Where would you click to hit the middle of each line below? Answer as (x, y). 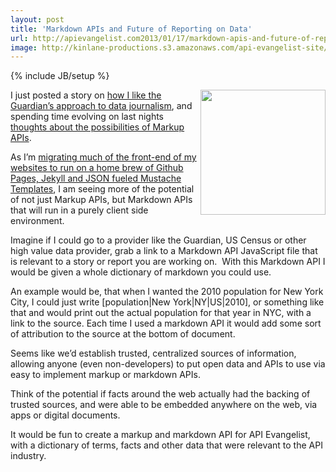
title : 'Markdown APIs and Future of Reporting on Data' (131, 29)
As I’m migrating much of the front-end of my (103, 157)
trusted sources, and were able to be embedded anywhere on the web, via (164, 405)
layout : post (37, 19)
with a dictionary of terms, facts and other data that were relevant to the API (166, 445)
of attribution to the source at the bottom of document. (123, 334)
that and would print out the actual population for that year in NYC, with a (161, 313)
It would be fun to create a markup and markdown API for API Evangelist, (160, 435)
